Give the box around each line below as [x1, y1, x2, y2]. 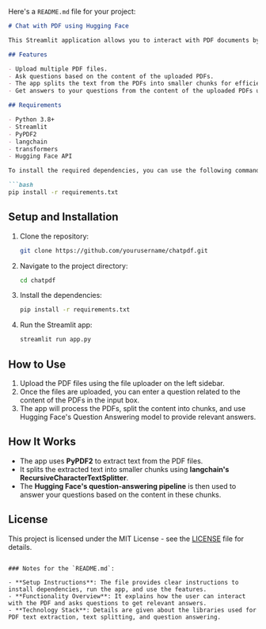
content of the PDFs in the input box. [19, 395, 140, 405]
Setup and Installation [8, 210, 119, 224]
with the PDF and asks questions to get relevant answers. [8, 599, 207, 607]
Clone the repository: [19, 231, 89, 241]
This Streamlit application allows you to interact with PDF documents [8, 36, 249, 44]
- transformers [8, 145, 59, 153]
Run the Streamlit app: [19, 320, 93, 330]
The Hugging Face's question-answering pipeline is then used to [19, 481, 237, 490]
